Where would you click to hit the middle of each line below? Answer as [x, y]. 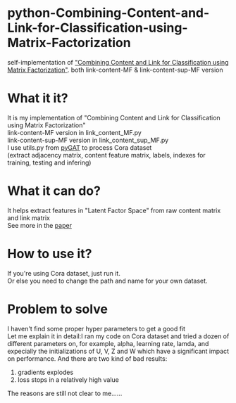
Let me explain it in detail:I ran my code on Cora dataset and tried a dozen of [118, 336]
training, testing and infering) [49, 162]
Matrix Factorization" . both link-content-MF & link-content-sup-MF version [115, 70]
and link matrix [29, 218]
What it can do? [54, 191]
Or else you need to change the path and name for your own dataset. [107, 281]
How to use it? [50, 254]
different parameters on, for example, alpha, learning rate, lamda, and [108, 343]
